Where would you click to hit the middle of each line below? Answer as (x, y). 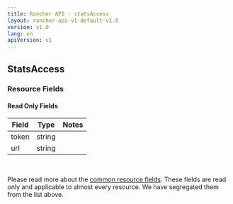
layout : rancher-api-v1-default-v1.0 (63, 21)
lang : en (20, 34)
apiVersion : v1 (30, 40)
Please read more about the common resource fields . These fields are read (117, 179)
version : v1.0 (28, 27)
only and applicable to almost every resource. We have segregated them (113, 187)
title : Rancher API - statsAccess (58, 14)
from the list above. (35, 194)
